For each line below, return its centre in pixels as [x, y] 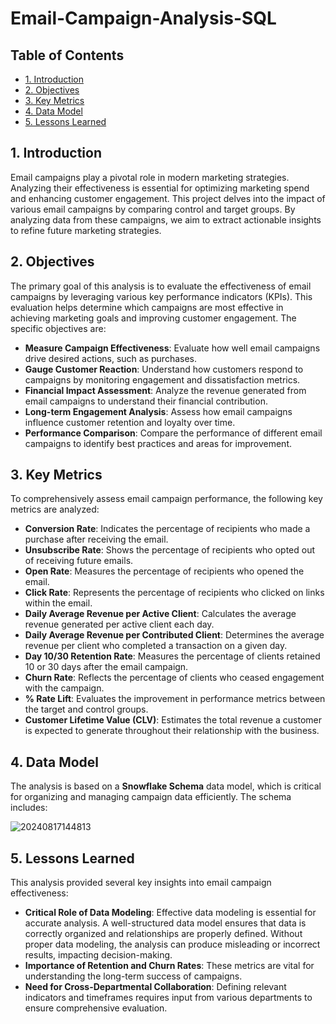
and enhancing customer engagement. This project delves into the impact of [168, 198]
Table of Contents [67, 55]
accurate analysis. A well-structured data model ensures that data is [165, 923]
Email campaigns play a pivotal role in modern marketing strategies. [150, 177]
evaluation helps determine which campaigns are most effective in [147, 307]
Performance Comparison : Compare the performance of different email [173, 433]
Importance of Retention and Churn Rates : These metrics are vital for [169, 966]
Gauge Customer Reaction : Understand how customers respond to [164, 369]
